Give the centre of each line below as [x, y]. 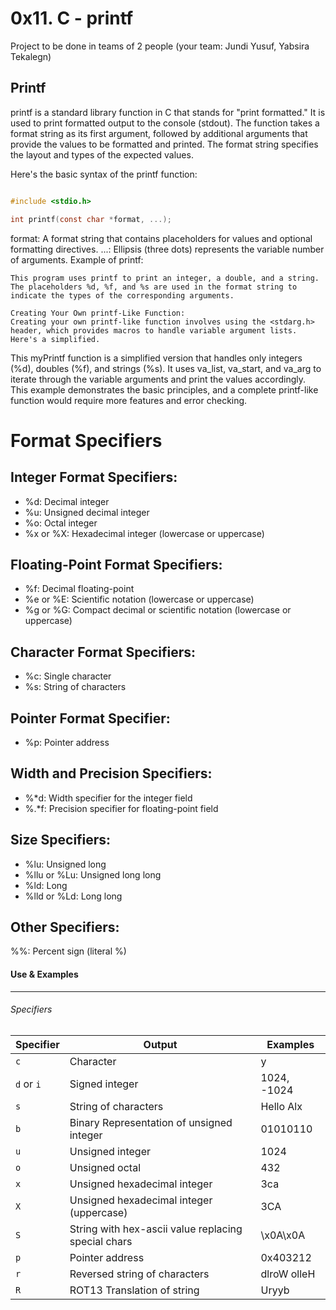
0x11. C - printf [72, 18]
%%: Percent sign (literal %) [68, 951]
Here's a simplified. [55, 339]
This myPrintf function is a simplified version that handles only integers [156, 358]
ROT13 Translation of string [134, 1290]
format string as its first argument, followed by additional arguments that [159, 133]
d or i [28, 1084]
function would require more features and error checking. [129, 400]
